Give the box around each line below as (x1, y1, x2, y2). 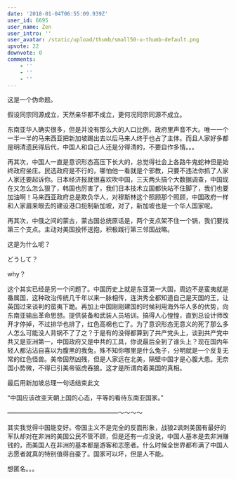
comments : (7, 56, 37, 63)
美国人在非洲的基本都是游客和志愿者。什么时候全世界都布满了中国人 (31, 441, 229, 450)
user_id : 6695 (7, 17, 49, 24)
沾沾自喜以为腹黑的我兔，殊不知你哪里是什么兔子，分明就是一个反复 (25, 346, 223, 355)
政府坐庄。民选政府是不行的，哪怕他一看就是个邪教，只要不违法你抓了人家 (13, 166, 229, 175)
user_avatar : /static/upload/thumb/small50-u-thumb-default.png (7, 36, 199, 43)
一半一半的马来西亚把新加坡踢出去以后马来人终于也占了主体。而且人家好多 (7, 134, 223, 142)
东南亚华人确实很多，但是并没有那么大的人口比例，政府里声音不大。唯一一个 (7, 126, 229, 134)
